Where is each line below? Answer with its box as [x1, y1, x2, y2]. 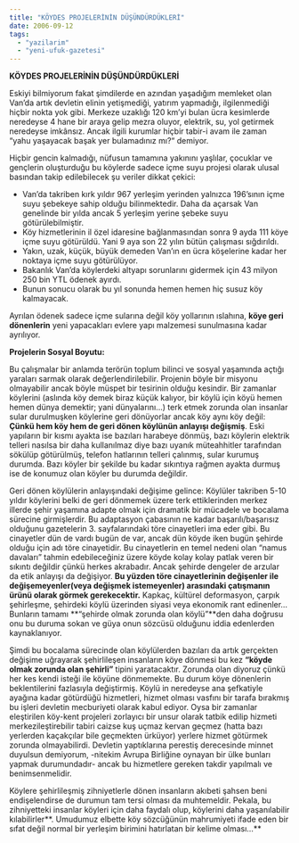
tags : [9, 29, 29, 38]
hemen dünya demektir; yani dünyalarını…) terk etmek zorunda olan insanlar [9, 402, 288, 413]
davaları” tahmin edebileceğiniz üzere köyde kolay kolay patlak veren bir [9, 552, 274, 563]
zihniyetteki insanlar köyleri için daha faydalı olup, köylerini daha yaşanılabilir [9, 805, 290, 815]
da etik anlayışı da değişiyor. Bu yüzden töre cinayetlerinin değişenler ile [9, 571, 279, 582]
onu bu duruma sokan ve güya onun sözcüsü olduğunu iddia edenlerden [9, 618, 275, 629]
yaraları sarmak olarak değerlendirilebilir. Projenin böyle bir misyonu [9, 374, 258, 384]
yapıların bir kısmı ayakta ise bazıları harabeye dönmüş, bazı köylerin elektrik [9, 430, 290, 442]
